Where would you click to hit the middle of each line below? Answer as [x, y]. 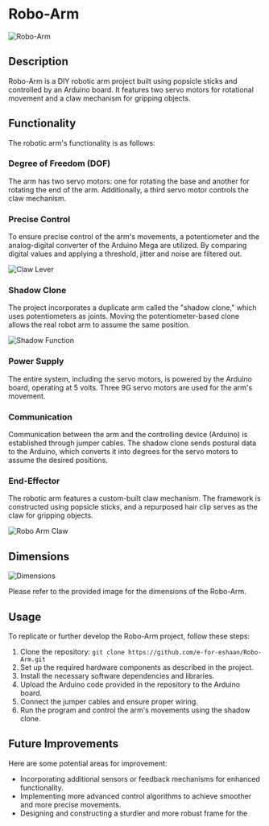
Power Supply [36, 361]
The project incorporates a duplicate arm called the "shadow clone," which [132, 308]
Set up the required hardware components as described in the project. [137, 667]
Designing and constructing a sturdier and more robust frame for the [134, 813]
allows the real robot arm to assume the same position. [99, 325]
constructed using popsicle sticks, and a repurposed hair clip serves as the [133, 507]
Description [38, 62]
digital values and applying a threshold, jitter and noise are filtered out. [125, 254]
